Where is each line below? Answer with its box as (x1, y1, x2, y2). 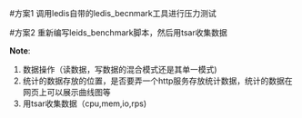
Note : (9, 45, 31, 56)
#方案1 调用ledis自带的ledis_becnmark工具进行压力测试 (9, 8, 216, 18)
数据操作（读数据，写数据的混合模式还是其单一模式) (22, 64, 217, 74)
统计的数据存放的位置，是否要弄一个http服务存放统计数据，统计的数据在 (22, 75, 293, 86)
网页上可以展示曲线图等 (22, 87, 111, 97)
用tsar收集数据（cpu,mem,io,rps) (22, 98, 147, 109)
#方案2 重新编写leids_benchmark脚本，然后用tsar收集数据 (9, 27, 227, 38)
